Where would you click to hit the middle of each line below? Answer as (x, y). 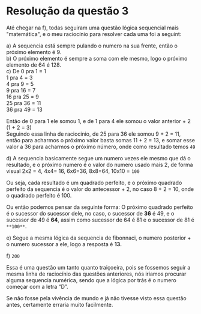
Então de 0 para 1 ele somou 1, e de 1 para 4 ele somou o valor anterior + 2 (98, 121)
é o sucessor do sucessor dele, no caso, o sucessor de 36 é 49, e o (90, 213)
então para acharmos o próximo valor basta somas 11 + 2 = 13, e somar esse (100, 140)
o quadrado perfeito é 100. (39, 195)
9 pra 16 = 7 (21, 90)
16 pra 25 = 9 (22, 97)
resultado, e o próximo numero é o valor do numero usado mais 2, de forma (100, 165)
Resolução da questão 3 (67, 11)
